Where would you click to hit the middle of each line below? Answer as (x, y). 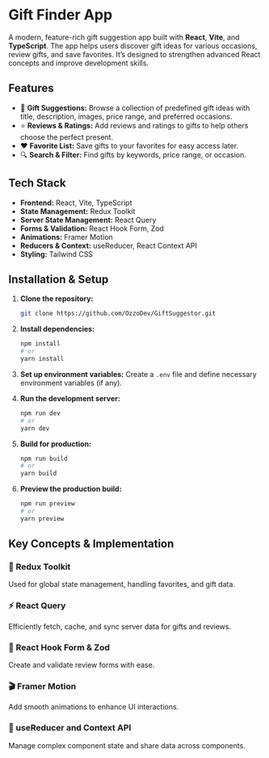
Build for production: (55, 444)
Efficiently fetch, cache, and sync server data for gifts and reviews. (120, 626)
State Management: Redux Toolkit (78, 211)
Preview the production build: (71, 489)
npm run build (44, 459)
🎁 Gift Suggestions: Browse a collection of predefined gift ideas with (135, 107)
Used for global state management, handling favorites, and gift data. (122, 584)
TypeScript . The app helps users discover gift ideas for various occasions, (133, 45)
